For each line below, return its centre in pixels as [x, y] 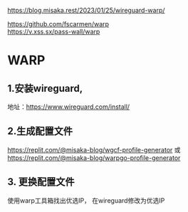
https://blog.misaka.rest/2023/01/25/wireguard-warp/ [86, 10]
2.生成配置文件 [40, 131]
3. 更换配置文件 [41, 182]
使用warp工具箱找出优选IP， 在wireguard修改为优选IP [86, 200]
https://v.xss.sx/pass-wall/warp [54, 32]
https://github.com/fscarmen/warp [58, 24]
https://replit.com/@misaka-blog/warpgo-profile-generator [94, 158]
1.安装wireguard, [45, 88]
